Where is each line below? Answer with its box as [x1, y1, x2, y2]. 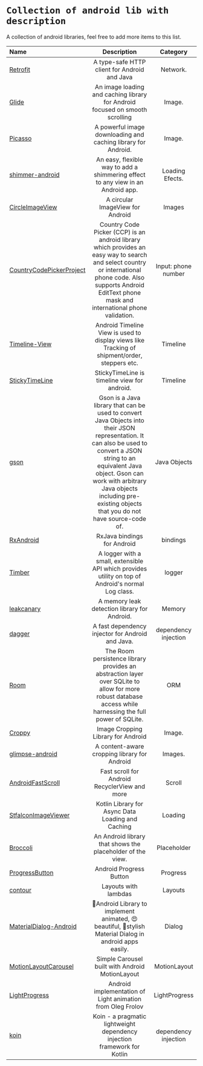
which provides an [93, 243, 146, 251]
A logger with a [98, 549, 141, 558]
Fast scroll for [100, 767, 139, 776]
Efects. [164, 174, 184, 183]
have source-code [92, 514, 147, 523]
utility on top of [98, 572, 141, 580]
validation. [105, 311, 135, 319]
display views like [94, 336, 145, 344]
